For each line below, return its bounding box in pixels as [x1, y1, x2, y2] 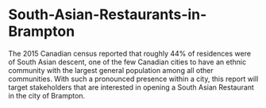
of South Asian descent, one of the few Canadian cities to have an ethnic [8, 57, 247, 67]
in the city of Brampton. [8, 91, 86, 100]
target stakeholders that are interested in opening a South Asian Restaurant [8, 82, 254, 92]
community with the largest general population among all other [8, 65, 214, 75]
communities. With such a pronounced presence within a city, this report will [8, 74, 259, 83]
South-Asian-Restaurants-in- [8, 6, 207, 24]
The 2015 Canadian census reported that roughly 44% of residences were [8, 48, 252, 58]
